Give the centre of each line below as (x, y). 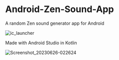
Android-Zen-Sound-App (60, 9)
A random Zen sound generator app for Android (55, 23)
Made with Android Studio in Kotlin (41, 43)
